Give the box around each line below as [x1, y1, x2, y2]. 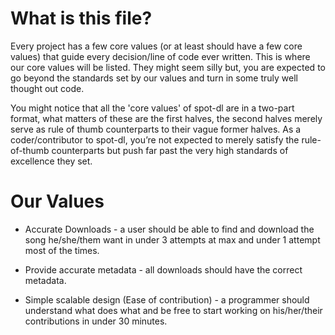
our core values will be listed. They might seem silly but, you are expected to [10, 61, 326, 73]
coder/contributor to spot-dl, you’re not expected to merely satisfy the [10, 133, 300, 146]
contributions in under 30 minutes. [24, 315, 168, 327]
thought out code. [10, 82, 85, 94]
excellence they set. [10, 155, 93, 167]
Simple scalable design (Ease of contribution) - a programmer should [24, 293, 310, 306]
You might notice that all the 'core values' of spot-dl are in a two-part [10, 102, 295, 114]
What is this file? [10, 7, 153, 30]
